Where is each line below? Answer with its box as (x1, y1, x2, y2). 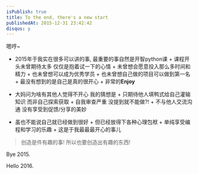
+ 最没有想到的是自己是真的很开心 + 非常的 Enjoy (14, 78, 135, 85)
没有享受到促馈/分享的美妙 (22, 106, 87, 113)
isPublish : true (6, 8, 47, 15)
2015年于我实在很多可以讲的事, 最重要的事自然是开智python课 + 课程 (14, 55, 185, 63)
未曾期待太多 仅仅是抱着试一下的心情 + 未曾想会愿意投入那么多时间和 (20, 63, 191, 70)
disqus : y (6, 25, 31, 32)
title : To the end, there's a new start (6, 14, 109, 20)
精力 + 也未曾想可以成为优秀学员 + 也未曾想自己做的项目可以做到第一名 (14, 70, 191, 78)
